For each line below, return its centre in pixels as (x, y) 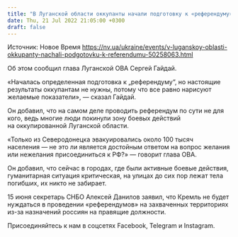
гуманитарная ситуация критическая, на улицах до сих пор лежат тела (115, 176)
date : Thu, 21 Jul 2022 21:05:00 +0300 (66, 21)
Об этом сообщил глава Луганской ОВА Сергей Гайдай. (92, 69)
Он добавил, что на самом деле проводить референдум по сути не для (116, 111)
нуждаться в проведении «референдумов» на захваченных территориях (118, 204)
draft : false (27, 27)
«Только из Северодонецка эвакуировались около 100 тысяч (100, 139)
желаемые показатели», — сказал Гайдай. (72, 97)
